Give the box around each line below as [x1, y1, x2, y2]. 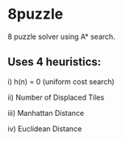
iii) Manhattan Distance [7, 108, 85, 117]
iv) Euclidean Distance [7, 123, 82, 134]
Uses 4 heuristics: [7, 55, 102, 69]
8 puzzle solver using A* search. [7, 32, 116, 41]
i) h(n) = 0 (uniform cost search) [7, 76, 115, 86]
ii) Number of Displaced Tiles [7, 92, 105, 102]
